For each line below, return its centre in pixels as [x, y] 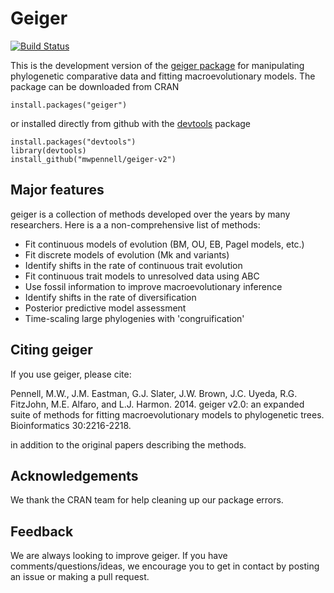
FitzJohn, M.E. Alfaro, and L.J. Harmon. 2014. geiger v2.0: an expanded [157, 404]
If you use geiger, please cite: [71, 374]
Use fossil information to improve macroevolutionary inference [153, 286]
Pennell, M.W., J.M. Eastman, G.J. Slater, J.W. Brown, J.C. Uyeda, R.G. [154, 393]
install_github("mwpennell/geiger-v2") [93, 159]
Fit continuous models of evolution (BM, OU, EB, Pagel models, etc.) [164, 244]
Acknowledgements [74, 475]
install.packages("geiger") [69, 105]
